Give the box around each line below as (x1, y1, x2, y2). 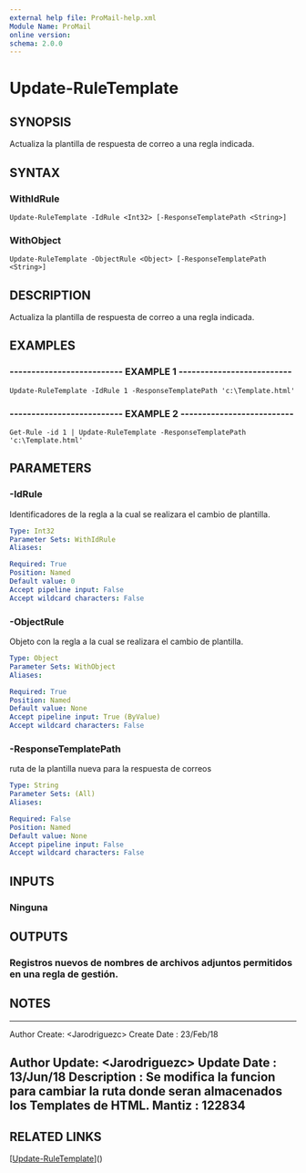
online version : (9, 30, 71, 39)
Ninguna (9, 900, 48, 913)
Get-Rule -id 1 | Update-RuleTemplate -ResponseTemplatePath (9, 428, 247, 438)
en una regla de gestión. (9, 968, 118, 981)
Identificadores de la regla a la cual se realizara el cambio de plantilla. (9, 508, 270, 520)
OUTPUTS (9, 929, 68, 945)
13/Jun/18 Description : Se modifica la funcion (9, 1069, 276, 1085)
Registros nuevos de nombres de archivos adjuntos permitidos (9, 956, 293, 969)
